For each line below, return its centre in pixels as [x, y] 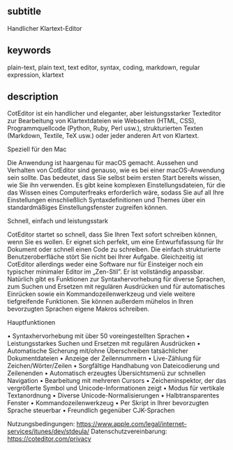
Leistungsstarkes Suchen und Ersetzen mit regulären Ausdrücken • [104, 344]
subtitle [24, 12]
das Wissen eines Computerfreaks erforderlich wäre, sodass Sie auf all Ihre [116, 192]
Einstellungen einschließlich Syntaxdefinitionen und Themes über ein [106, 200]
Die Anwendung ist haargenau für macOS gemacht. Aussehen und [103, 163]
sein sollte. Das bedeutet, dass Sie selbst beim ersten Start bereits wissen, [114, 178]
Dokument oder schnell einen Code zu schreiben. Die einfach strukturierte [114, 249]
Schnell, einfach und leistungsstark [58, 221]
